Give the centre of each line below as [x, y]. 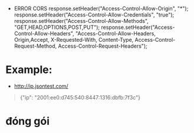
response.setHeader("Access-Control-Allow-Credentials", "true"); [94, 15]
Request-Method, [35, 46]
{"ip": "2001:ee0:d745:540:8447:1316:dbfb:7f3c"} [80, 97]
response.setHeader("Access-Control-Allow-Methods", [81, 21]
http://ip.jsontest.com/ [41, 86]
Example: [29, 70]
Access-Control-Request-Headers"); [103, 46]
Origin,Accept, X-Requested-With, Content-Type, [74, 40]
